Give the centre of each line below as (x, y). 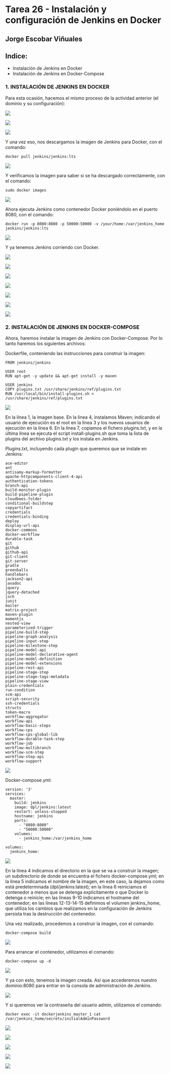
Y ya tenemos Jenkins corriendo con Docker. (53, 247)
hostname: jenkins (34, 816)
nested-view (18, 623)
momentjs (14, 619)
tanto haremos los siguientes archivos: (46, 343)
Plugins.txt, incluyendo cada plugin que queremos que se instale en (76, 449)
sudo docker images (26, 190)
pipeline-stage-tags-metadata (37, 677)
